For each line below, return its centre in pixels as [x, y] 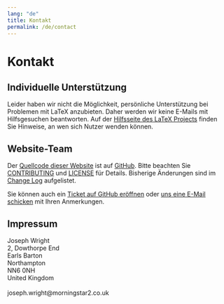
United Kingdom [31, 278]
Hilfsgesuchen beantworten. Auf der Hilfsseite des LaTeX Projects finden [112, 119]
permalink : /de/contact [42, 27]
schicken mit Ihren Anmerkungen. [56, 201]
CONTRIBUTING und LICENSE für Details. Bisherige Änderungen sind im [111, 173]
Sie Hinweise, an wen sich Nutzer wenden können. [80, 126]
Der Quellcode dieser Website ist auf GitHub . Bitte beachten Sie [99, 166]
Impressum [33, 224]
